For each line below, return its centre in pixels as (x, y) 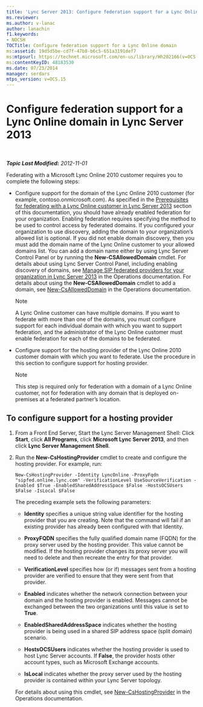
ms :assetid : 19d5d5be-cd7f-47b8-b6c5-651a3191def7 (71, 51)
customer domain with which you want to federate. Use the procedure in (105, 357)
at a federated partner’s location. (80, 399)
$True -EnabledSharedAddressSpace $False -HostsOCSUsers (110, 485)
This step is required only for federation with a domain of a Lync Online (103, 387)
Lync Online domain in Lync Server (95, 122)
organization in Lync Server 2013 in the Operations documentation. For (103, 277)
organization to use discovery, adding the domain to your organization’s (104, 232)
